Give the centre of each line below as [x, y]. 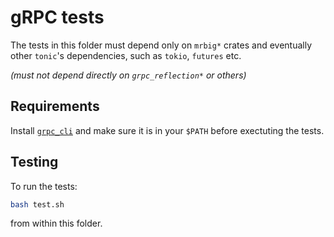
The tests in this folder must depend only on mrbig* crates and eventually [161, 45]
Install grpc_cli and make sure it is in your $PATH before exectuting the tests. [167, 130]
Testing [34, 162]
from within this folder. [56, 223]
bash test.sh [37, 204]
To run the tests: [44, 186]
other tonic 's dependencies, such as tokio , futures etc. [126, 55]
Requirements [55, 106]
